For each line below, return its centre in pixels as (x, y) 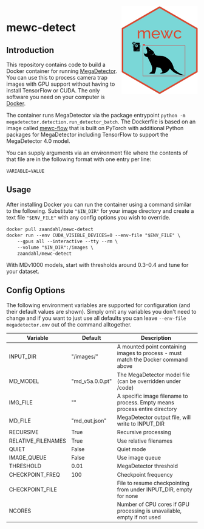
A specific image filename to (152, 396)
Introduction (30, 50)
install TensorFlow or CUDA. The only (53, 90)
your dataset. (23, 271)
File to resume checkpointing (153, 483)
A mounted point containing (151, 347)
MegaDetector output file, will (154, 417)
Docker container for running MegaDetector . (62, 71)
